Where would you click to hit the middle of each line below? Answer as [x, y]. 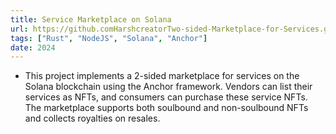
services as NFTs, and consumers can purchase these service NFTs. [166, 97]
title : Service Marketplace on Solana [91, 19]
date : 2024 [33, 47]
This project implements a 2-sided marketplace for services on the [162, 76]
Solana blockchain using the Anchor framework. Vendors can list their [168, 87]
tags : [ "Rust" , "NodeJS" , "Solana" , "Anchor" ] [109, 38]
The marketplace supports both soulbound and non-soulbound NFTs [166, 108]
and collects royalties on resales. [92, 118]
